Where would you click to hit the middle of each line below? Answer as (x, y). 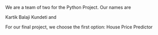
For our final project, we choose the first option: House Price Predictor (79, 27)
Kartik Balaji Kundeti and (31, 17)
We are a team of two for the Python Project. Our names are (68, 7)
